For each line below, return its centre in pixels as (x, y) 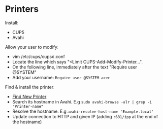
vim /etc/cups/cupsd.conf (38, 56)
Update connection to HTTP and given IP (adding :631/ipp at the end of (85, 116)
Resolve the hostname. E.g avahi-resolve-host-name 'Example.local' (83, 111)
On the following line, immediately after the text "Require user (75, 67)
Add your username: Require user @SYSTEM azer (61, 77)
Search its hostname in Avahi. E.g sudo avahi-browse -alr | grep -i (82, 101)
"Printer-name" (28, 106)
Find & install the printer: (30, 87)
